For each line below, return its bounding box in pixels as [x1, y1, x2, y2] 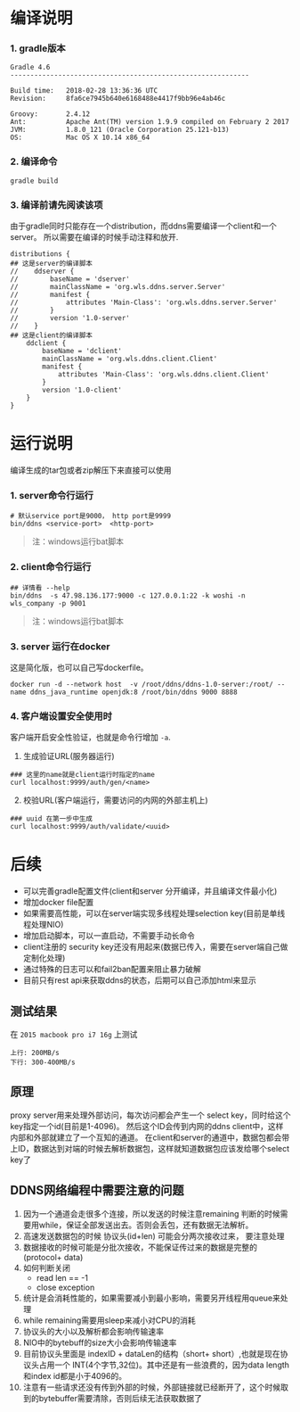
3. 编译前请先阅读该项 [10, 198, 103, 211]
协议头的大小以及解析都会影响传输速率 [22, 1325, 164, 1336]
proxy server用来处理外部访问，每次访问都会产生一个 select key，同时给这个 [10, 1110, 291, 1120]
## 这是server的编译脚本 [10, 260, 93, 268]
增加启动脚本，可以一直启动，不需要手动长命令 [22, 930, 195, 941]
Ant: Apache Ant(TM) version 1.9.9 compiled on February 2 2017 [10, 118, 290, 127]
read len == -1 [36, 1272, 88, 1283]
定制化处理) [22, 953, 66, 963]
